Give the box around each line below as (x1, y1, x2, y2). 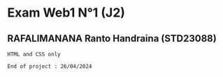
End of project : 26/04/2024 (7, 63, 92, 70)
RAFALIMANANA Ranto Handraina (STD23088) (7, 33, 217, 44)
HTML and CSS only (7, 51, 61, 58)
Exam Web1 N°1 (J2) (7, 5, 126, 21)
